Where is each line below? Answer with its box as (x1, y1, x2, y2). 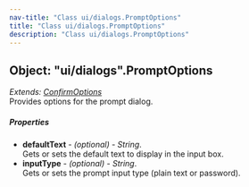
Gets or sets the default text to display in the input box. (21, 149, 225, 159)
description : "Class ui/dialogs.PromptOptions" (9, 30, 190, 38)
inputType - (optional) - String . (21, 158, 137, 169)
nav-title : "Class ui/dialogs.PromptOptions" (9, 13, 181, 22)
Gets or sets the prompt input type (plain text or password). (21, 167, 241, 179)
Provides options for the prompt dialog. (9, 96, 154, 107)
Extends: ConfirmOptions (9, 87, 103, 98)
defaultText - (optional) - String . (21, 140, 143, 150)
